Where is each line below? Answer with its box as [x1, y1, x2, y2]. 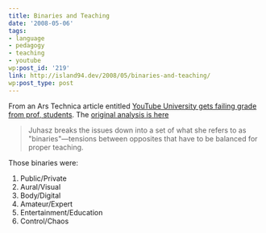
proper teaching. [27, 142, 84, 152]
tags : [8, 27, 27, 35]
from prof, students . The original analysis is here [8, 109, 169, 119]
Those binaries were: [8, 157, 79, 167]
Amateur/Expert [19, 198, 73, 209]
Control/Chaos [19, 216, 69, 226]
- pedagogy [8, 42, 45, 50]
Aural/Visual [19, 182, 61, 191]
